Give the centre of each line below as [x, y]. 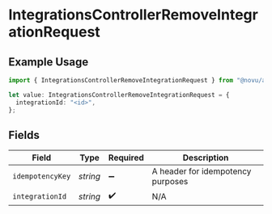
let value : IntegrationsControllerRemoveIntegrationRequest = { [119, 94]
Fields [24, 135]
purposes [170, 182]
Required [126, 157]
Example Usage [49, 62]
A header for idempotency [202, 171]
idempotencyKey [42, 176]
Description [206, 157]
